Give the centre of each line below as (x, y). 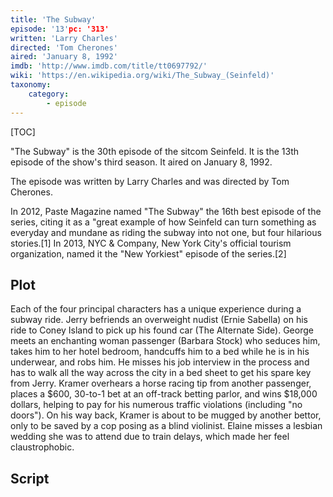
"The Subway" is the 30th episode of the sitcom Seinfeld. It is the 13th (155, 151)
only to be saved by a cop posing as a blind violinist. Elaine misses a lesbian (166, 426)
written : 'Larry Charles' (64, 38)
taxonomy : (31, 85)
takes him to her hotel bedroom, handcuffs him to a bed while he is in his (160, 352)
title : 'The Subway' (53, 19)
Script (30, 478)
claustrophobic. (42, 447)
